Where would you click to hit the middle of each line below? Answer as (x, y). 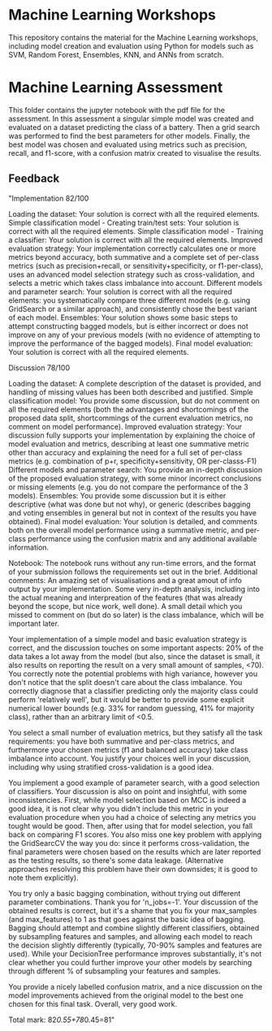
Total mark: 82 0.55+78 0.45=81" (62, 1020)
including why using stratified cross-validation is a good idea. (111, 767)
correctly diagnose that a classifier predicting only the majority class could (133, 691)
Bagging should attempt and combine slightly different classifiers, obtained (134, 928)
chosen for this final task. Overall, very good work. (93, 1003)
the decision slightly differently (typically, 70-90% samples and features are (135, 945)
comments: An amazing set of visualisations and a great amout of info (125, 580)
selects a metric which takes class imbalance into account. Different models (135, 283)
